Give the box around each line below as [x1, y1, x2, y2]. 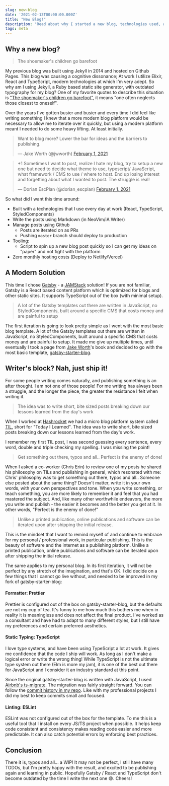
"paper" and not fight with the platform [20, 248, 101, 254]
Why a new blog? [5, 45, 60, 53]
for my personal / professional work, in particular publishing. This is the [5, 537, 153, 543]
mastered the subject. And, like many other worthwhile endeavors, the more [5, 495, 162, 502]
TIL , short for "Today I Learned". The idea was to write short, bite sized [5, 423, 152, 430]
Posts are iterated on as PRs [20, 227, 79, 233]
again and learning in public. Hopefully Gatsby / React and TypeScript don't [5, 770, 162, 776]
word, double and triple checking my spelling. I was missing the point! [5, 444, 150, 450]
